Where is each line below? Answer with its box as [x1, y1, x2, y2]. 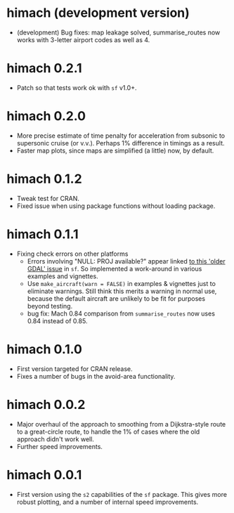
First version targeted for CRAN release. [16, 364, 133, 373]
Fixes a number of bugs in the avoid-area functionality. [16, 372, 176, 380]
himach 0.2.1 [6, 60, 82, 77]
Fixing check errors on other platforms [16, 249, 129, 258]
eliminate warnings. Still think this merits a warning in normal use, [27, 287, 217, 295]
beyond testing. [27, 301, 73, 310]
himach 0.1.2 [6, 171, 82, 187]
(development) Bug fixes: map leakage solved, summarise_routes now [16, 28, 221, 37]
